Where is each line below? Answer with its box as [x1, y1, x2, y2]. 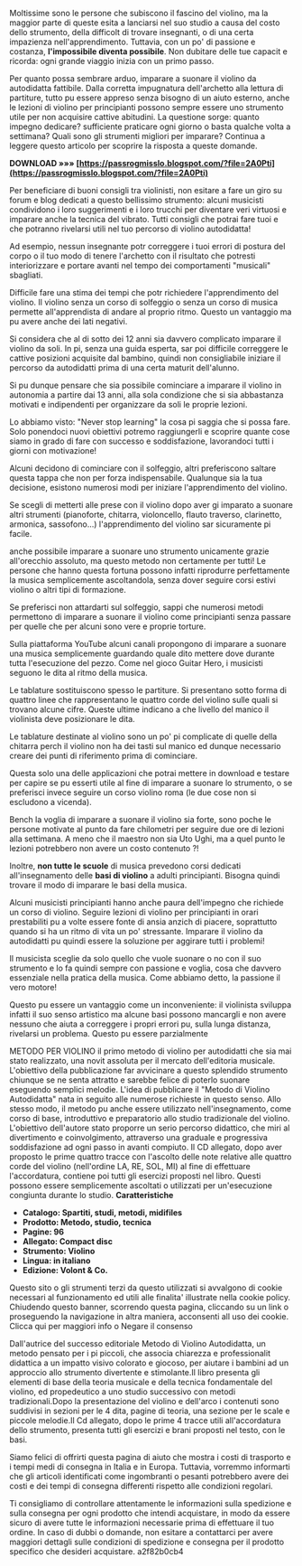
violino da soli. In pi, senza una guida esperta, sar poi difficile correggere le [9, 343, 288, 353]
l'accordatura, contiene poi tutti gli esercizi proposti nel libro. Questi [9, 1170, 261, 1181]
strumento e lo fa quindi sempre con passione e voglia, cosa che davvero [9, 962, 282, 973]
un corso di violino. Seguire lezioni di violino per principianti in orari [9, 907, 259, 917]
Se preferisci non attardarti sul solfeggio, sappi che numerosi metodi [9, 602, 264, 613]
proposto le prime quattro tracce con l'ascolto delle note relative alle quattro [9, 1151, 292, 1162]
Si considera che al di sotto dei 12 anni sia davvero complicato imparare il [9, 333, 281, 344]
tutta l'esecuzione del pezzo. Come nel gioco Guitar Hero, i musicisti [9, 658, 264, 668]
